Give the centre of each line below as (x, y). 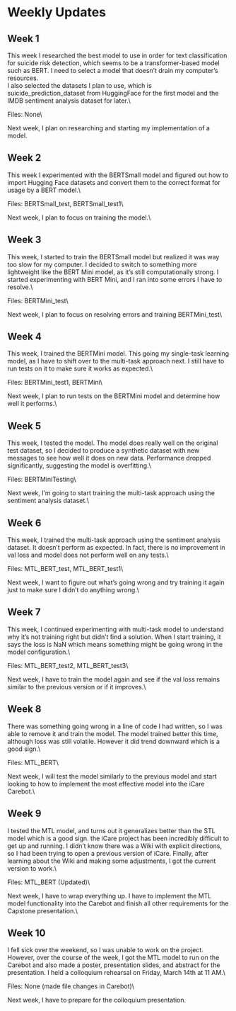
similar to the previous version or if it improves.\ (77, 687)
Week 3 (24, 240)
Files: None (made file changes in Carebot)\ (71, 986)
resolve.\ (20, 287)
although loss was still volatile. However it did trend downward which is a (114, 741)
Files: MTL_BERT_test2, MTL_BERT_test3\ (68, 665)
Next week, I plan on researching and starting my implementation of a (109, 128)
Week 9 (24, 814)
